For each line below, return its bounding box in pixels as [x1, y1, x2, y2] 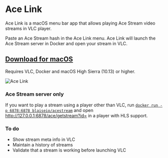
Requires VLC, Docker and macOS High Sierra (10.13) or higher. [5, 68, 135, 74]
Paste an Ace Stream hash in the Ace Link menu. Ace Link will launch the [5, 35, 156, 41]
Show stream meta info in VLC [12, 136, 75, 142]
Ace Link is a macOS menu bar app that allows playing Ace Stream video [5, 20, 155, 26]
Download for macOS [5, 55, 73, 64]
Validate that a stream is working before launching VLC [12, 147, 126, 153]
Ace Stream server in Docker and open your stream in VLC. [5, 40, 128, 46]
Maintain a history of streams [12, 142, 73, 148]
